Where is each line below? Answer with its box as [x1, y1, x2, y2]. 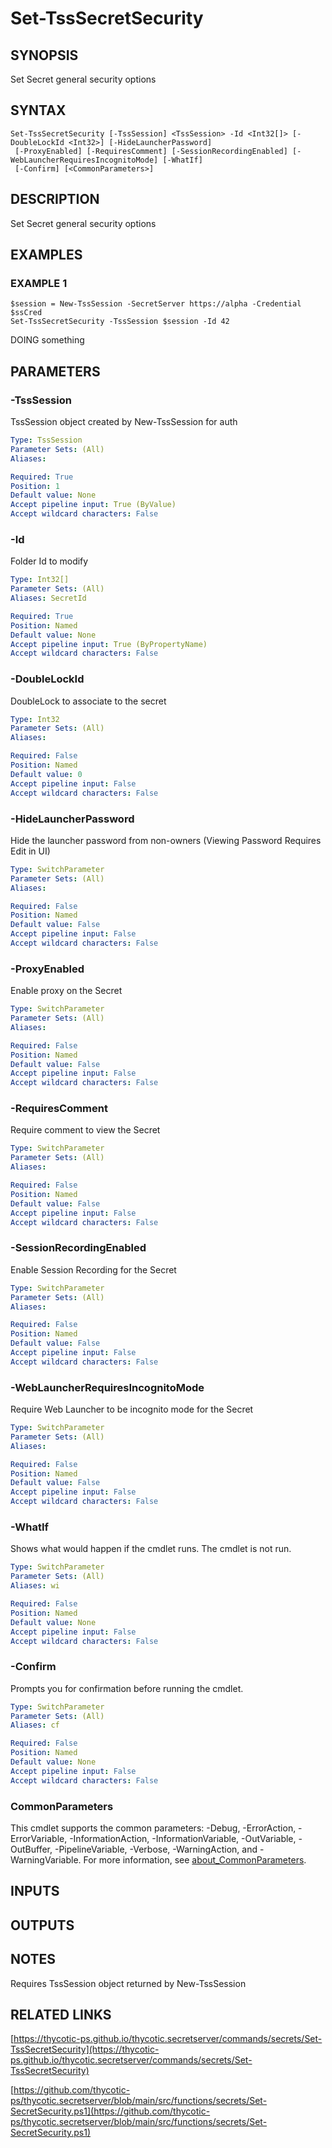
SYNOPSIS [10, 47, 79, 64]
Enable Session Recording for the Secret [10, 1263, 177, 1276]
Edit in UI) [10, 845, 51, 857]
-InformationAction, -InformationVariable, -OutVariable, [69, 1832, 297, 1844]
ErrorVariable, [10, 1832, 68, 1844]
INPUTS [10, 1883, 60, 1900]
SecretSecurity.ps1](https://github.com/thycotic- [10, 2105, 211, 2117]
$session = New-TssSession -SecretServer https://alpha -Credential [10, 299, 302, 309]
